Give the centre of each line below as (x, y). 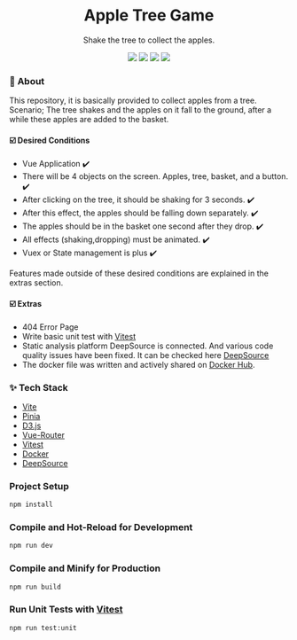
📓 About (27, 81)
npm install (31, 505)
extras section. (36, 283)
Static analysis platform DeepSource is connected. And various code (148, 346)
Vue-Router (43, 434)
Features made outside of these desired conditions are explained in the (139, 273)
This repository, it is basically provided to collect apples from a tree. (133, 101)
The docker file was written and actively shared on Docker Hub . (138, 364)
